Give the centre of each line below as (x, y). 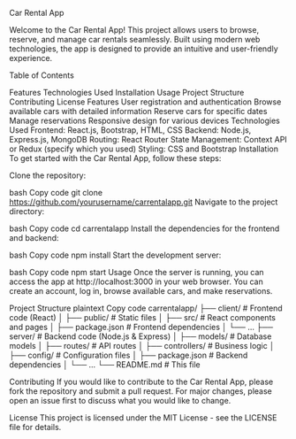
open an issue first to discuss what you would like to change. (120, 400)
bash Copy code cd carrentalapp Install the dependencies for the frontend (144, 228)
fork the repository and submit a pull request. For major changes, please (140, 391)
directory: (27, 211)
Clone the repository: (48, 175)
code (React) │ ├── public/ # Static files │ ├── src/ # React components (143, 317)
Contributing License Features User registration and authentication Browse (145, 102)
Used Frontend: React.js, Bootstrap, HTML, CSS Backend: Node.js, (130, 130)
